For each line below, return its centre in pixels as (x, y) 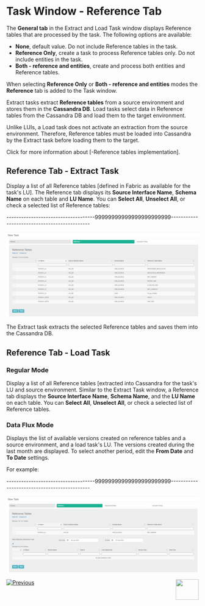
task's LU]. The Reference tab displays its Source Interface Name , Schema (102, 192)
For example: (23, 469)
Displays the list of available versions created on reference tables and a (96, 438)
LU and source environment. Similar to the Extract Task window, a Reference (103, 390)
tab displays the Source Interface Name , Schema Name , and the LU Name (101, 396)
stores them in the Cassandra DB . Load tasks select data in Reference (95, 109)
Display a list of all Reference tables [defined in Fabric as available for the (99, 186)
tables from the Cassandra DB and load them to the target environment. (96, 115)
